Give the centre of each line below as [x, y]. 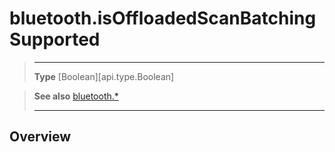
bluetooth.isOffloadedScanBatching [163, 18]
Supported [55, 39]
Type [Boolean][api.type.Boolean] [104, 76]
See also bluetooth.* [76, 96]
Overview [40, 137]
